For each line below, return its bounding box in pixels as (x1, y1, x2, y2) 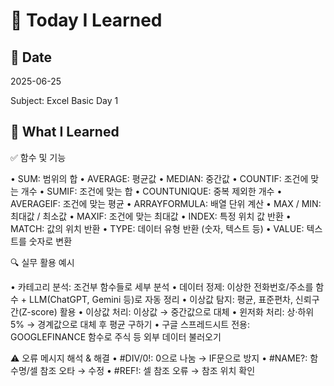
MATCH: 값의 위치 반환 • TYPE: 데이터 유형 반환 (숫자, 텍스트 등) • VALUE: (10, 222, 305, 234)
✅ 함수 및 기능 (10, 151, 67, 163)
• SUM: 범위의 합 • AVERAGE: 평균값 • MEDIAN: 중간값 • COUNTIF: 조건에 (10, 172, 309, 184)
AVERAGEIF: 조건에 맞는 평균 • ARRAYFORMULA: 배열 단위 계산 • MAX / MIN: (10, 197, 322, 209)
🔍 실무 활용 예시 (10, 256, 75, 268)
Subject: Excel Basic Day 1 (10, 95, 119, 106)
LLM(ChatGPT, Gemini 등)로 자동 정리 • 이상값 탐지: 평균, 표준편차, (29, 293, 293, 305)
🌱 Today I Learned (10, 9, 163, 32)
